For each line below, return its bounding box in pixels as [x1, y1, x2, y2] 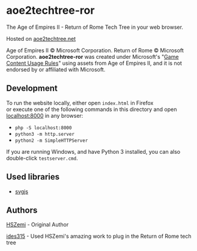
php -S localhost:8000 [14, 124, 72, 131]
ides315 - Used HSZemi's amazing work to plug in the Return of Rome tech [6, 232, 192, 240]
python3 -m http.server [14, 131, 75, 137]
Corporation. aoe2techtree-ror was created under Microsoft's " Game [6, 53, 179, 60]
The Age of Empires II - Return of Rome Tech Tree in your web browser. [6, 23, 183, 31]
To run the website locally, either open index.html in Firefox [6, 99, 154, 106]
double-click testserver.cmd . [6, 154, 78, 162]
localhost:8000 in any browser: [6, 112, 83, 119]
